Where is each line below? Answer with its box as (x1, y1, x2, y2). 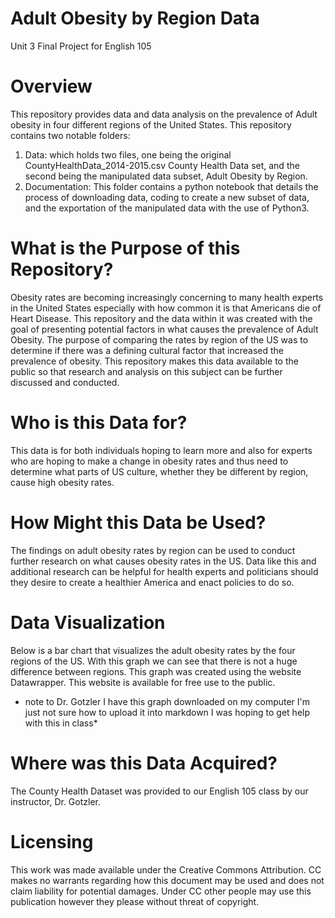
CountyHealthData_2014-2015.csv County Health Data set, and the (24, 159, 300, 171)
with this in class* (24, 717, 98, 729)
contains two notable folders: (10, 129, 131, 141)
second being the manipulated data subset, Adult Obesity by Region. (24, 170, 308, 182)
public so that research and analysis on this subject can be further (10, 365, 283, 377)
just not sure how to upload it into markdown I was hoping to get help (24, 706, 311, 718)
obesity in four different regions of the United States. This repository (10, 118, 292, 131)
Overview (10, 75, 93, 98)
